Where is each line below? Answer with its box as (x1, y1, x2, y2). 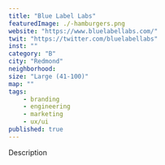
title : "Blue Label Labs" (8, 11, 96, 20)
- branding (23, 95, 60, 103)
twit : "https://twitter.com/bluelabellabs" (8, 34, 158, 43)
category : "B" (8, 50, 57, 58)
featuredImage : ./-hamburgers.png (8, 20, 126, 28)
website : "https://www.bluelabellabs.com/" (8, 27, 158, 35)
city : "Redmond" (8, 58, 63, 66)
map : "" (8, 80, 35, 88)
